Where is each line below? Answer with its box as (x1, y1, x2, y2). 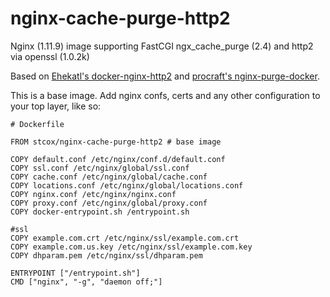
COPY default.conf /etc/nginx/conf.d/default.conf (10, 154, 226, 164)
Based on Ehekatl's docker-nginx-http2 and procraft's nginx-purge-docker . (10, 70, 320, 82)
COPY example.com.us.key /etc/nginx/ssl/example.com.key (10, 242, 253, 252)
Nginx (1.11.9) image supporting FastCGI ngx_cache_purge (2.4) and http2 (10, 40, 314, 52)
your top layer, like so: (10, 100, 102, 112)
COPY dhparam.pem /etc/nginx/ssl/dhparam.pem (10, 250, 203, 261)
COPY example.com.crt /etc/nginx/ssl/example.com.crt (10, 233, 240, 243)
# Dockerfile (10, 119, 65, 129)
